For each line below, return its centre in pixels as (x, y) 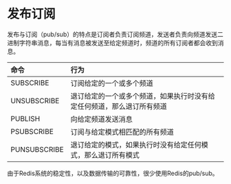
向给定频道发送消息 (101, 119)
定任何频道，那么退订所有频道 (119, 106)
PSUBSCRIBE (32, 131)
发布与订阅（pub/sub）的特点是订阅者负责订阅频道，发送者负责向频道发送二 (115, 34)
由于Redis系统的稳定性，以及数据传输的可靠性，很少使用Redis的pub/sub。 (113, 173)
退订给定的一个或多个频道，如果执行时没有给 (143, 96)
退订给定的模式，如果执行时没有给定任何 (136, 144)
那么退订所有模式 (112, 155)
